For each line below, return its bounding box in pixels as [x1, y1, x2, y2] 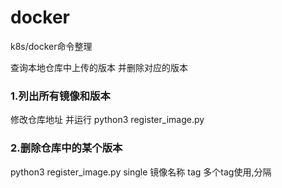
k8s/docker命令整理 [10, 40, 93, 52]
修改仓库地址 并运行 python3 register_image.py [10, 114, 205, 126]
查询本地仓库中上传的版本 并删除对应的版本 [10, 61, 188, 73]
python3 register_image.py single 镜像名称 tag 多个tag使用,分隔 [10, 166, 272, 178]
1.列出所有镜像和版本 [10, 89, 111, 103]
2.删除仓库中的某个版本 [10, 141, 123, 155]
